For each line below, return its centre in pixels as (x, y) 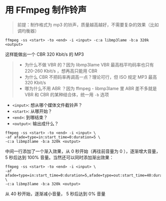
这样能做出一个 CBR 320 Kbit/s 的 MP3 (44, 54)
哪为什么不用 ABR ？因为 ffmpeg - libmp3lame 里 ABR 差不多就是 (91, 88)
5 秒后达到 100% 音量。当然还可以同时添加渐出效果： (60, 157)
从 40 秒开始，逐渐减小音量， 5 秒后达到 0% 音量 (55, 194)
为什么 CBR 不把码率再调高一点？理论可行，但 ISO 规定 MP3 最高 (91, 77)
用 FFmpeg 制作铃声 (46, 10)
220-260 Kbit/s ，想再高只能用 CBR (61, 71)
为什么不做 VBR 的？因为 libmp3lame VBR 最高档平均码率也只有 (89, 65)
